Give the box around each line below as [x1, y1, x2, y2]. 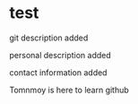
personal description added [9, 49, 112, 60]
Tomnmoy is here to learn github [9, 84, 130, 95]
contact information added [9, 66, 108, 78]
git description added [9, 32, 89, 43]
